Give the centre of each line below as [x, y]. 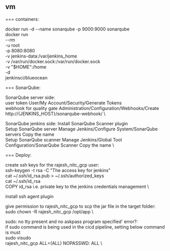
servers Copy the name [30, 134]
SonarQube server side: [30, 97]
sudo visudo [18, 238]
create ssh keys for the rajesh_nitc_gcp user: [52, 165]
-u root [13, 45]
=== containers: [22, 19]
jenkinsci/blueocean [26, 77]
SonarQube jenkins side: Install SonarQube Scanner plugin [67, 123]
